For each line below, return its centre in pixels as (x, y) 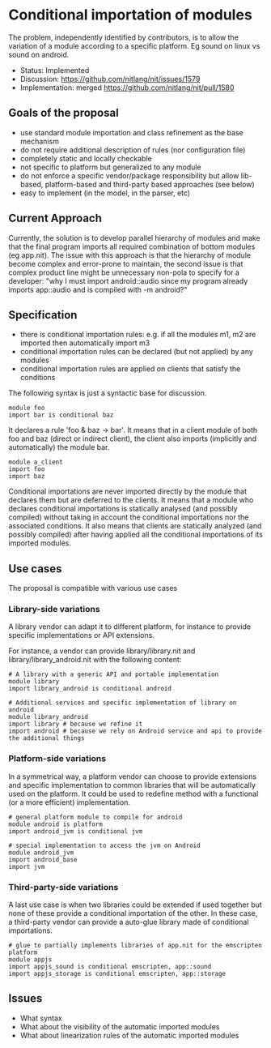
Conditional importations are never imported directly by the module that (127, 491)
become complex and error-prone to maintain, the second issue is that (126, 263)
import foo (27, 469)
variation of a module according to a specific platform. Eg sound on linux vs (134, 45)
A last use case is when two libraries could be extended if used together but (135, 905)
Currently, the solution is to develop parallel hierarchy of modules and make (134, 237)
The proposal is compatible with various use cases (93, 588)
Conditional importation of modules (130, 15)
